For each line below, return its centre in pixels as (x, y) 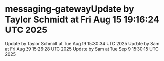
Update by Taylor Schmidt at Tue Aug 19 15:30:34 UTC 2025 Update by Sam (82, 43)
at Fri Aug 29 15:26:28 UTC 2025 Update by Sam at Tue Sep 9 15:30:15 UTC (82, 49)
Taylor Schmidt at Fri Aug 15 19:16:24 (82, 19)
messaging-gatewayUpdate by (69, 9)
